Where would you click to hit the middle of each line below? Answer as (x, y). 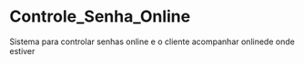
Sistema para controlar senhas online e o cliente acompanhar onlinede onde (152, 41)
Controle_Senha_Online (100, 17)
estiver (22, 50)
